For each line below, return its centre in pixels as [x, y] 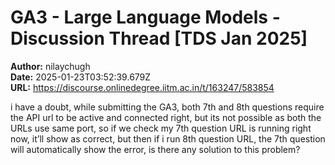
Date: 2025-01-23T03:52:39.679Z [81, 77]
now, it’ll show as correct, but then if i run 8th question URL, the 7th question [168, 138]
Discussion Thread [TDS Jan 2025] [159, 38]
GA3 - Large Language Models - [145, 17]
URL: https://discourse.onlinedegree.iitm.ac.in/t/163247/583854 [142, 87]
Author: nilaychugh [50, 66]
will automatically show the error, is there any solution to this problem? [155, 149]
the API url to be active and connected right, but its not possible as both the [166, 117]
